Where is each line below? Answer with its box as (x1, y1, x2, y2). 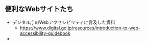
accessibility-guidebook (19, 30, 71, 36)
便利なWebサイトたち (5, 5, 74, 14)
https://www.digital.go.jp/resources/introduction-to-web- (19, 25, 141, 31)
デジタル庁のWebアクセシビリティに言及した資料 (12, 19, 115, 25)
